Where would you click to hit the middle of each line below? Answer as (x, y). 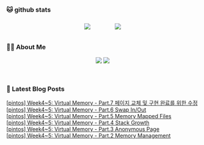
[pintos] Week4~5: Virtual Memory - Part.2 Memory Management (89, 135)
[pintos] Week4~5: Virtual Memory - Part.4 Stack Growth (78, 122)
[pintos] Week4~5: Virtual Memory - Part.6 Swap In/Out (76, 110)
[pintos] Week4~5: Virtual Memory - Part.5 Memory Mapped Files (89, 116)
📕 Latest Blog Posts (36, 89)
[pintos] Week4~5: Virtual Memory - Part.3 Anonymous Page (83, 129)
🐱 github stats (29, 10)
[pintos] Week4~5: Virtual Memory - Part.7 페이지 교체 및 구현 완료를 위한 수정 (102, 102)
